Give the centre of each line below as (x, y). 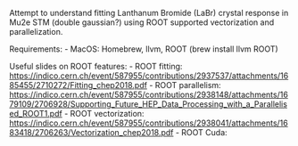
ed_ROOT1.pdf (36, 114)
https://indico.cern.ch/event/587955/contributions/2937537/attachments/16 (149, 76)
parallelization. (36, 32)
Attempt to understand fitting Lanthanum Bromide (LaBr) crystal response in (149, 13)
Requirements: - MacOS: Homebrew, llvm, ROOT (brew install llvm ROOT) (144, 49)
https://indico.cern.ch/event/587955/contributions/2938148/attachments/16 (149, 94)
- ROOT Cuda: (201, 132)
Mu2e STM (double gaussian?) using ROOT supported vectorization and (142, 22)
